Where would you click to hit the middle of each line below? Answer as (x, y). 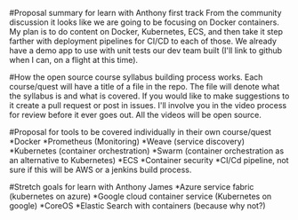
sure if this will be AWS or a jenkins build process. (101, 169)
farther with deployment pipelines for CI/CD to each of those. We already (143, 41)
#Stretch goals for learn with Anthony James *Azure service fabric (132, 187)
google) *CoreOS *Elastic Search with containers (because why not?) (137, 206)
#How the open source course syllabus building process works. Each (136, 77)
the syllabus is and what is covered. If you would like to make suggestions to (149, 96)
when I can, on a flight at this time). (74, 60)
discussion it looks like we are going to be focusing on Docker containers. (145, 22)
